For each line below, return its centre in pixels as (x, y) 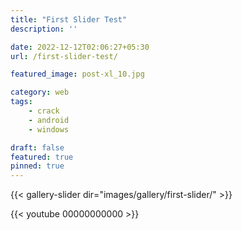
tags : (21, 102)
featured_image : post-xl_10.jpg (77, 74)
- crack (44, 111)
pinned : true (37, 166)
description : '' (44, 29)
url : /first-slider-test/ (64, 56)
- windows (49, 129)
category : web (40, 92)
